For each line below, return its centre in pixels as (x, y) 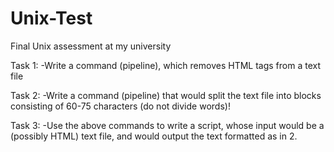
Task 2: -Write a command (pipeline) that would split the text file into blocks (166, 95)
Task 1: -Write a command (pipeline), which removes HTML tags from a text (166, 65)
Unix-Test (51, 18)
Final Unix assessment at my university (91, 46)
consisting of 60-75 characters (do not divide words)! (120, 106)
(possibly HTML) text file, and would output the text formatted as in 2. (154, 136)
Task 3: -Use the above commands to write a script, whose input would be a (167, 125)
